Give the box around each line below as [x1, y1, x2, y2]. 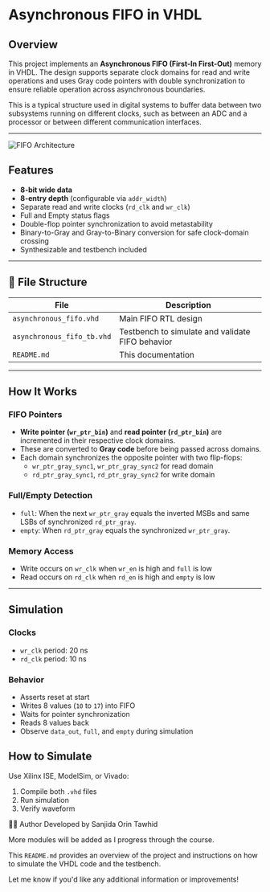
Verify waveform [19, 804, 76, 813]
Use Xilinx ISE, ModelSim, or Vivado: [8, 771, 129, 780]
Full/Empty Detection [8, 490, 93, 501]
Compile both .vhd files [19, 786, 97, 796]
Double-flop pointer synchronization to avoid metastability [19, 219, 213, 228]
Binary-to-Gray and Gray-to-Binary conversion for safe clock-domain [19, 227, 249, 237]
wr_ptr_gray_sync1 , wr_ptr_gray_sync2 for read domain [31, 461, 214, 471]
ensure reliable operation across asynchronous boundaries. [8, 84, 206, 94]
